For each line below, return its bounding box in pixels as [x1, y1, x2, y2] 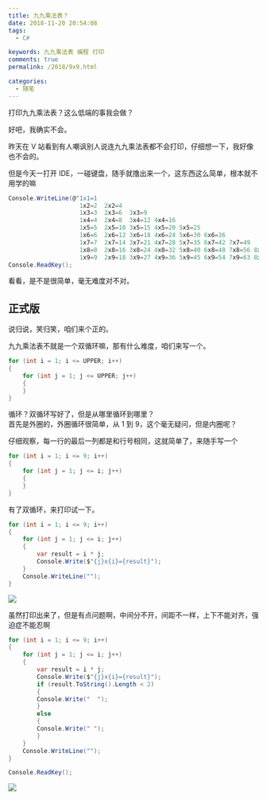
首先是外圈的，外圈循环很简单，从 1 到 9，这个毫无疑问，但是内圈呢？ [8, 420, 238, 429]
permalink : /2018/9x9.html [8, 63, 98, 72]
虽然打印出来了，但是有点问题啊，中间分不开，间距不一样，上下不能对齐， [8, 610, 252, 619]
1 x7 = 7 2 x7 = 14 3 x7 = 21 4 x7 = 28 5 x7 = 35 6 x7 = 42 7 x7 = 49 [79, 238, 251, 247]
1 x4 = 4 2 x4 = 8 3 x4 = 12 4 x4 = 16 [79, 217, 176, 224]
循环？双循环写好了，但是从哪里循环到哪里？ [8, 409, 155, 419]
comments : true [8, 56, 59, 64]
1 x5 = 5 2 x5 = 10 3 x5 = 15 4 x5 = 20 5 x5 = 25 [79, 224, 201, 232]
